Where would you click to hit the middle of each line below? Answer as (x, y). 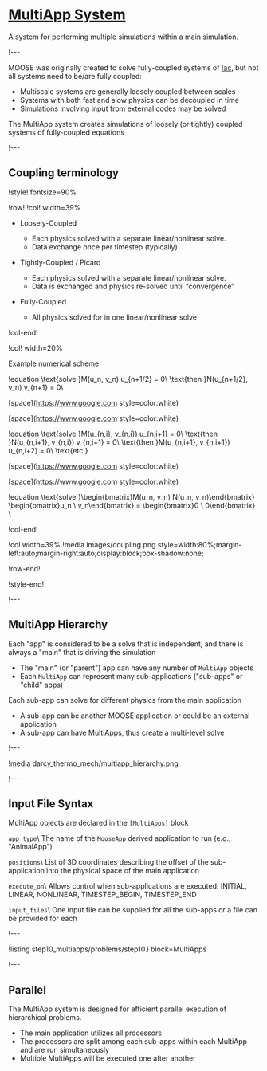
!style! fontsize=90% (43, 192)
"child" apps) (41, 685)
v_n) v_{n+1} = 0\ (36, 387)
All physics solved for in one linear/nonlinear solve (114, 317)
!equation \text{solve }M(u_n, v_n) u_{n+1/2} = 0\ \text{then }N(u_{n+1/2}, (128, 379)
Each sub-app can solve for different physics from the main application (125, 700)
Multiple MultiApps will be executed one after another (108, 1058)
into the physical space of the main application (123, 871)
